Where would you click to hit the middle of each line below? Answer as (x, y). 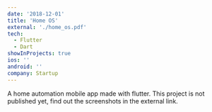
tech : (15, 34)
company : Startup (33, 73)
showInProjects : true (39, 54)
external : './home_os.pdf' (47, 27)
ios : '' (19, 60)
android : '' (25, 67)
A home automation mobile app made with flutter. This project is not (106, 94)
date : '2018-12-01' (36, 14)
